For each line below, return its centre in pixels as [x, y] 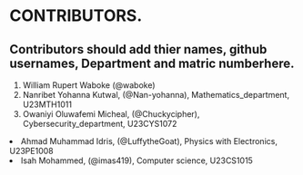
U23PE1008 [31, 151]
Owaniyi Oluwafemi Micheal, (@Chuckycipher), [111, 114]
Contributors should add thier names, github [138, 49]
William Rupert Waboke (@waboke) [89, 85]
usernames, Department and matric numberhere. [152, 63]
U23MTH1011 [47, 104]
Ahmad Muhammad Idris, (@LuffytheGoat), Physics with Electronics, [149, 141]
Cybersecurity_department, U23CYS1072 [100, 124]
